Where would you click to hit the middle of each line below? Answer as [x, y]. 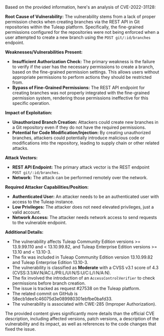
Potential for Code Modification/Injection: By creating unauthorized [81, 132]
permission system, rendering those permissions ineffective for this [80, 98]
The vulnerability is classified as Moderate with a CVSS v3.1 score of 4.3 [85, 267]
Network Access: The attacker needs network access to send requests [84, 217]
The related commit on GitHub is [45, 294]
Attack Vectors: [22, 158]
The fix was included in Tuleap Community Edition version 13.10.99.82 [82, 257]
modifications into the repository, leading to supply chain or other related [86, 143]
